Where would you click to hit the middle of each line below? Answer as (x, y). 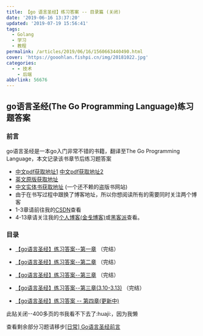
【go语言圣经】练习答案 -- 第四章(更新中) (67, 301)
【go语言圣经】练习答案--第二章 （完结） (67, 262)
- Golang (23, 35)
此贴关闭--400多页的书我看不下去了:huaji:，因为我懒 (72, 314)
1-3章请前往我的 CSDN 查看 (48, 209)
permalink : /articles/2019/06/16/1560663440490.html (75, 52)
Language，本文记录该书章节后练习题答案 (59, 159)
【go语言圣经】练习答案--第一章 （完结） (67, 249)
